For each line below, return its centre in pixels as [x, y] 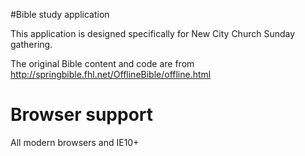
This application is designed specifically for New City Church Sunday [153, 33]
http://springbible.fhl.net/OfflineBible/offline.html [111, 74]
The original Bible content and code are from [102, 63]
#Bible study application [60, 14]
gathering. [31, 44]
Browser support [82, 115]
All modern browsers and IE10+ [75, 142]
